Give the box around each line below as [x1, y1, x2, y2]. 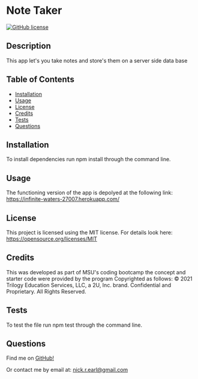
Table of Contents [6, 75, 75, 85]
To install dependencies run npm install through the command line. [6, 156, 171, 163]
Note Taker [6, 4, 62, 17]
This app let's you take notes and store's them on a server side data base [6, 57, 188, 64]
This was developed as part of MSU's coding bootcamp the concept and [6, 268, 186, 276]
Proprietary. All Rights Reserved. [6, 288, 86, 295]
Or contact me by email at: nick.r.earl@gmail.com [6, 366, 128, 374]
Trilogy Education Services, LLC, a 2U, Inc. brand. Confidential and [6, 281, 172, 289]
